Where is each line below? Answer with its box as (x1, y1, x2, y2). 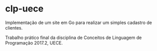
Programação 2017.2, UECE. (5, 39, 63, 45)
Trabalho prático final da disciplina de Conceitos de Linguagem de (5, 34, 142, 40)
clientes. (5, 24, 23, 30)
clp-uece (5, 3, 44, 14)
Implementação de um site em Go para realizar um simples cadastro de (5, 19, 152, 25)
